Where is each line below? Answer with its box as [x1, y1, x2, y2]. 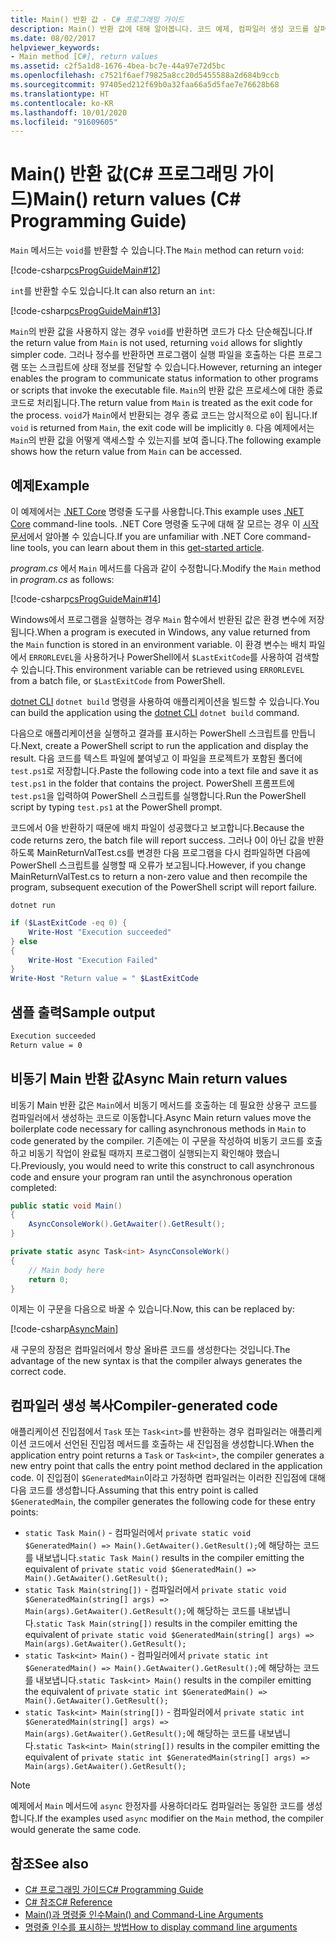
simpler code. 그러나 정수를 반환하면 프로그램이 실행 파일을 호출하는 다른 [10, 349, 296, 361]
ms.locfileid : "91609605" [10, 117, 118, 127]
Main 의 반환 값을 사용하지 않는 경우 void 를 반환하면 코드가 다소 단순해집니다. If [10, 326, 313, 338]
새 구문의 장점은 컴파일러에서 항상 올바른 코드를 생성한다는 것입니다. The [10, 1344, 291, 1356]
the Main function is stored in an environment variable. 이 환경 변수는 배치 [10, 639, 307, 650]
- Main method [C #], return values [10, 52, 159, 62]
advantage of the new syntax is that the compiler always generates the [10, 1355, 303, 1367]
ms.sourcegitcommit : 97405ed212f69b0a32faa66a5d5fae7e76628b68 [10, 80, 280, 90]
